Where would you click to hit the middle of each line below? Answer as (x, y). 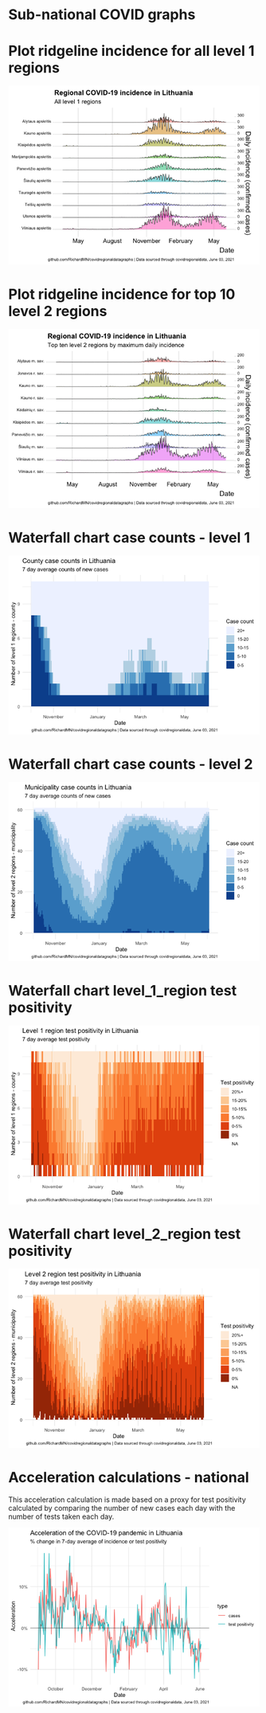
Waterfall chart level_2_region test (125, 1234)
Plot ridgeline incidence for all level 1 (131, 51)
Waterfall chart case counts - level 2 (131, 764)
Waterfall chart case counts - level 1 (129, 538)
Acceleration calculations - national (129, 1477)
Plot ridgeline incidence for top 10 (122, 294)
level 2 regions (58, 311)
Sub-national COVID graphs (102, 15)
